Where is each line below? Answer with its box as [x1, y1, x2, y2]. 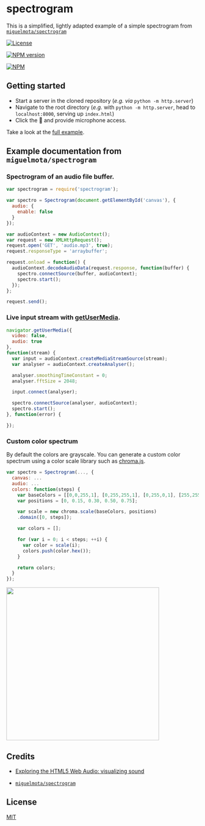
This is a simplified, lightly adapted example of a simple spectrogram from [6, 22, 192, 29]
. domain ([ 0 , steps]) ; [17, 515, 72, 521]
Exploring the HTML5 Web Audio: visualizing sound [15, 767, 145, 775]
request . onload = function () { [6, 259, 86, 266]
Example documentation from [6, 146, 122, 157]
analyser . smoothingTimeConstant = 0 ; [12, 372, 108, 378]
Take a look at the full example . [6, 128, 85, 136]
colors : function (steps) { [12, 486, 81, 493]
